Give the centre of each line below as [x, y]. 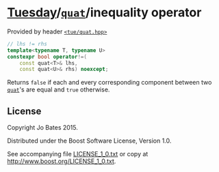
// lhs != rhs [27, 44]
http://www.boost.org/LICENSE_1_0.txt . [62, 161]
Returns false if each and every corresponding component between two [109, 83]
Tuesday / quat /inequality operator [104, 13]
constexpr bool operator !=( [47, 57]
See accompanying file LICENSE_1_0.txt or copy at [78, 154]
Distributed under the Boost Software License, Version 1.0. [89, 141]
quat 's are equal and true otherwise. [59, 89]
